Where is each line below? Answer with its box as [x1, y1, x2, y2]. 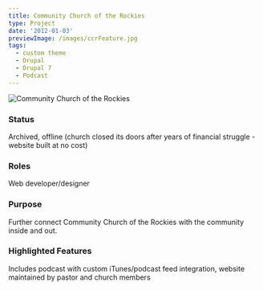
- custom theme [15, 49, 67, 57]
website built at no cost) [8, 140, 88, 149]
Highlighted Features [8, 246, 92, 257]
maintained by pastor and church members [8, 272, 151, 282]
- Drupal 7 [15, 64, 52, 72]
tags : [8, 42, 26, 50]
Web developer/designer [8, 178, 91, 189]
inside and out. [8, 226, 58, 235]
